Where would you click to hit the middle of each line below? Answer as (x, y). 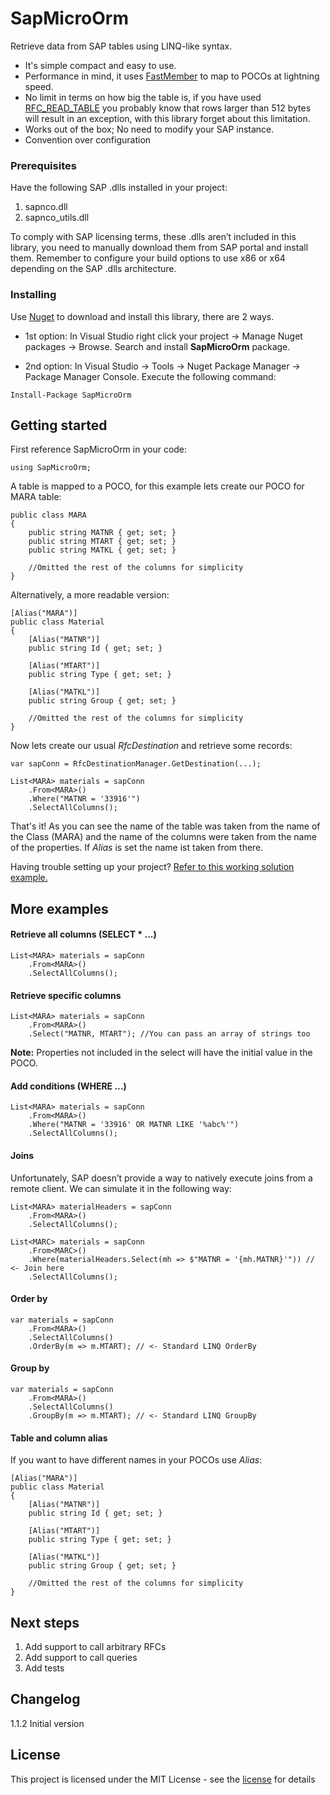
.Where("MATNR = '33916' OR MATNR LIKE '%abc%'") (134, 1125)
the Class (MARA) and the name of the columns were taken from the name (163, 837)
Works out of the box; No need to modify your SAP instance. (149, 129)
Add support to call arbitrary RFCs (95, 1646)
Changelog (45, 1699)
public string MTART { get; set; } (102, 542)
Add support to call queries (81, 1657)
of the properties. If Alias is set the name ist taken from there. (137, 848)
